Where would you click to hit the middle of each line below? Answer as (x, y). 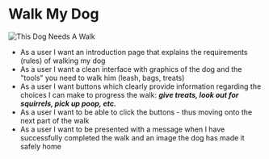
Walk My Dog (54, 14)
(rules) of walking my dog (63, 61)
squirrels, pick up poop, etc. (68, 103)
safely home (41, 146)
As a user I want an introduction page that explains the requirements (134, 52)
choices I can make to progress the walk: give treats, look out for (129, 94)
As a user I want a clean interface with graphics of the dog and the (131, 69)
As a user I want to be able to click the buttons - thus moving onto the (136, 112)
